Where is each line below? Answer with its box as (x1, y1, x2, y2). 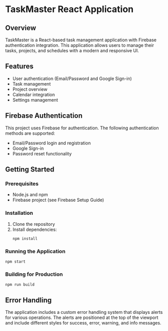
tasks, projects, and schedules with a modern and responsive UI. (5, 48, 139, 53)
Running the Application (5, 247, 66, 255)
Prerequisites (5, 180, 39, 187)
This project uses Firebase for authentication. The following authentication (5, 125, 159, 131)
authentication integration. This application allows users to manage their (5, 42, 154, 48)
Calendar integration (12, 92, 55, 98)
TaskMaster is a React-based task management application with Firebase (5, 37, 157, 43)
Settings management (12, 97, 58, 103)
